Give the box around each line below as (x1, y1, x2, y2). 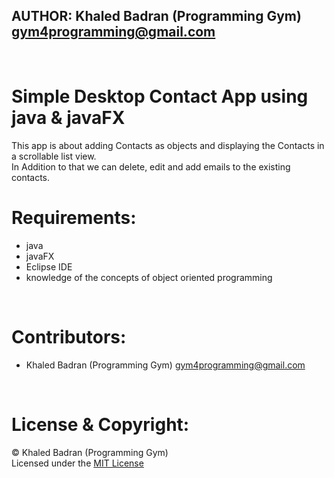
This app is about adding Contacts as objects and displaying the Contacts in (11, 139, 325, 151)
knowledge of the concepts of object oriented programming (25, 271, 273, 283)
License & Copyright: (11, 413, 190, 436)
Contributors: (11, 325, 127, 348)
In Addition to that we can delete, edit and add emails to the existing (11, 160, 291, 173)
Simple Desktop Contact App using (11, 85, 309, 108)
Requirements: (11, 206, 137, 229)
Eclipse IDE (25, 260, 73, 273)
